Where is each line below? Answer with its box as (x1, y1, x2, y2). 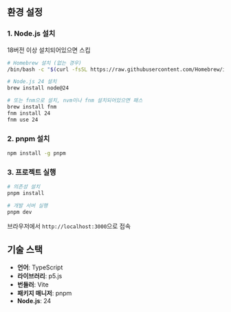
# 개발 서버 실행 (7, 202, 48, 209)
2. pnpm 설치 (7, 133, 50, 143)
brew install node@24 (7, 85, 69, 91)
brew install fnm (7, 104, 57, 111)
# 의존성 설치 (7, 183, 41, 190)
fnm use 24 (7, 116, 38, 123)
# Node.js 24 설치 (7, 78, 57, 85)
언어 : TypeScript (16, 263, 63, 271)
